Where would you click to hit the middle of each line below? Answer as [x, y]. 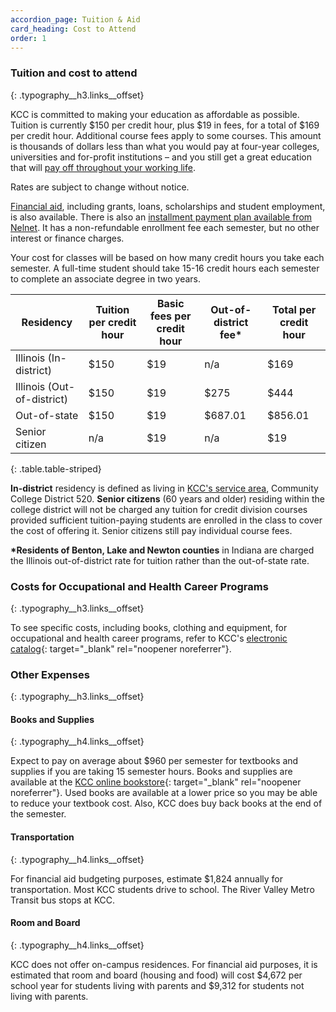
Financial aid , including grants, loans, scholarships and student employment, [168, 206]
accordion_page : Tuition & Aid [75, 19]
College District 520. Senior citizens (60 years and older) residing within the [167, 498]
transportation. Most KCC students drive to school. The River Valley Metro [162, 889]
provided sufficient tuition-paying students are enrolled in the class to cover [166, 520]
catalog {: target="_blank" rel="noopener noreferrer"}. [121, 648]
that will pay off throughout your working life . [103, 167]
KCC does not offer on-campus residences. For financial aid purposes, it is [164, 964]
